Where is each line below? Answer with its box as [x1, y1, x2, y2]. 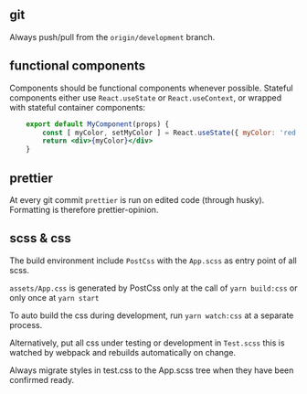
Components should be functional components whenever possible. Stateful [9, 82, 294, 93]
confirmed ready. [9, 374, 75, 385]
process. [9, 319, 43, 330]
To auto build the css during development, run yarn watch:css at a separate [9, 310, 294, 321]
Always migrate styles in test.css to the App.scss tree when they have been [9, 365, 294, 376]
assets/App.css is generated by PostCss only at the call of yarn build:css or [9, 282, 298, 293]
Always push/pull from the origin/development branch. [9, 31, 216, 42]
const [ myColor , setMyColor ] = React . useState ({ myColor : [42, 128, 276, 137]
